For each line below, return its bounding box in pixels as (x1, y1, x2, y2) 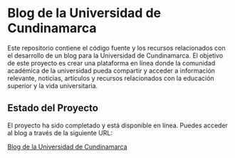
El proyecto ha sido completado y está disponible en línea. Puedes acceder (7, 121, 228, 130)
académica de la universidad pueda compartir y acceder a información (7, 66, 216, 75)
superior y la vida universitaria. (7, 81, 98, 90)
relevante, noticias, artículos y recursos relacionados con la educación (7, 73, 215, 83)
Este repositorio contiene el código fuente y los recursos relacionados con (7, 43, 226, 52)
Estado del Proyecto (7, 102, 98, 115)
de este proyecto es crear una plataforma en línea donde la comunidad (7, 58, 216, 67)
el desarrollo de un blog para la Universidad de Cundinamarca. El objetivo (7, 51, 224, 60)
